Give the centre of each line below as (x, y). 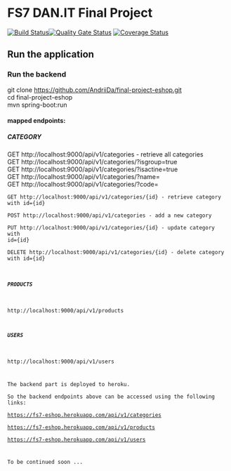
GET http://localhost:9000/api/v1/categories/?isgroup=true (92, 162)
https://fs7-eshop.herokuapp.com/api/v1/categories (84, 415)
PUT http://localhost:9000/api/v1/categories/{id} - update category (111, 228)
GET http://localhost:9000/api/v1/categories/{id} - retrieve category (114, 197)
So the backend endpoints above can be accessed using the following (111, 397)
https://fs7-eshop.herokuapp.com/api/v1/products (81, 427)
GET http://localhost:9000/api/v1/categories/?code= (83, 185)
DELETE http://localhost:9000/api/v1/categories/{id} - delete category (116, 253)
